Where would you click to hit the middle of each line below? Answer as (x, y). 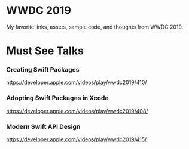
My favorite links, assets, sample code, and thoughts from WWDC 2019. (95, 27)
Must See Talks (45, 51)
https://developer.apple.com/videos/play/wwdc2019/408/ (77, 111)
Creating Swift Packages (43, 70)
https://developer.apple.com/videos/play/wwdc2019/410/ (77, 83)
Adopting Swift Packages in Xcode (57, 98)
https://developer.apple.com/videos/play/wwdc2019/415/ (77, 139)
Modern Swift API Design (43, 126)
